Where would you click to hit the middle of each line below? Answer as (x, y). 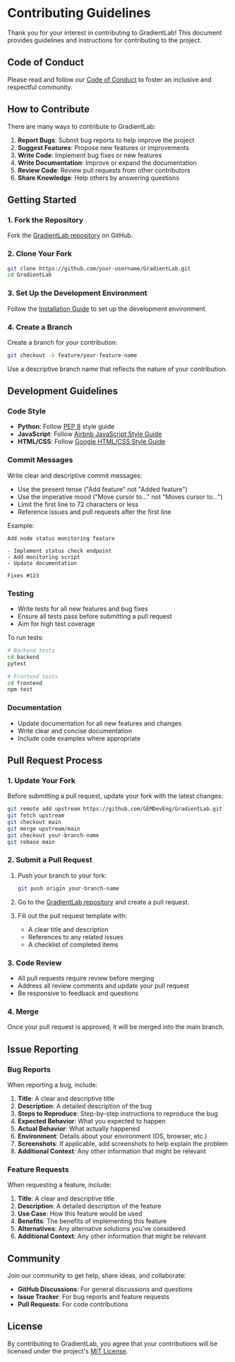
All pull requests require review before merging (86, 978)
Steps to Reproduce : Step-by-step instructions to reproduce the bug (118, 1114)
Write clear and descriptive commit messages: (75, 475)
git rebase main (31, 842)
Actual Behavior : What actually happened (79, 1128)
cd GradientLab (30, 275)
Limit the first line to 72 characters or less (78, 504)
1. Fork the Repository (46, 219)
